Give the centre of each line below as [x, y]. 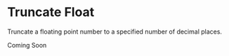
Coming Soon [27, 45]
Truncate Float [51, 12]
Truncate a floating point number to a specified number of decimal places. [115, 31]
